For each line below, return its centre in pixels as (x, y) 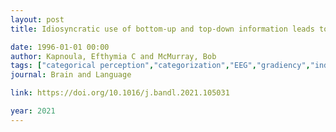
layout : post (37, 19)
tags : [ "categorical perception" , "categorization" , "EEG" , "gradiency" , (160, 66)
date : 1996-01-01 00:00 (60, 47)
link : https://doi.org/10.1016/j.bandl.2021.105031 (120, 93)
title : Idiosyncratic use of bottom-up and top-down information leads (162, 29)
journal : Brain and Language (71, 75)
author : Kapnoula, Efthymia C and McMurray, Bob (113, 56)
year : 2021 (33, 111)
